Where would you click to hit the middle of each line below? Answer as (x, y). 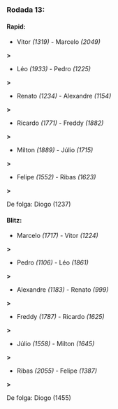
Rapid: (16, 27)
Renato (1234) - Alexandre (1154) (64, 96)
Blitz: (14, 220)
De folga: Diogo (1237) (39, 204)
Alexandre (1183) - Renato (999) (62, 290)
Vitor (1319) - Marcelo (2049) (58, 42)
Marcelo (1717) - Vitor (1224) (57, 236)
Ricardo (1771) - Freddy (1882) (60, 123)
